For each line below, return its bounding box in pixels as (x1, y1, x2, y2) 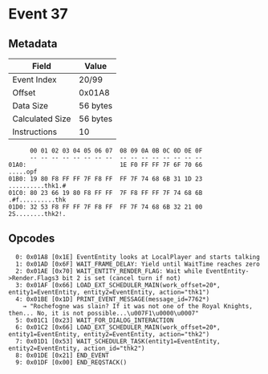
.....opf (8, 168, 38, 176)
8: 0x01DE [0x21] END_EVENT (15, 351, 110, 360)
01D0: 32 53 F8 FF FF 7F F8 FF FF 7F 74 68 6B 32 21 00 (8, 203, 203, 211)
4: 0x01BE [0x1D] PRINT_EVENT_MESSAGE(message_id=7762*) (15, 295, 210, 303)
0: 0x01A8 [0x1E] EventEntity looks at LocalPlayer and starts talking (15, 253, 261, 261)
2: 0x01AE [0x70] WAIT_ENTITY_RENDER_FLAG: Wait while (15, 266, 203, 275)
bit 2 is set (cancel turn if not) (62, 274, 181, 282)
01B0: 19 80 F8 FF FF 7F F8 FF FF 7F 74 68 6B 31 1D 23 (8, 175, 203, 183)
